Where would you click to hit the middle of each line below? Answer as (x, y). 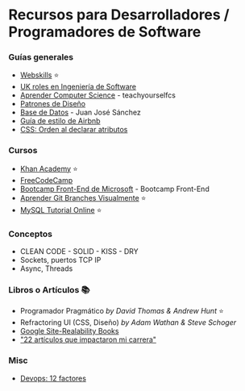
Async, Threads (46, 268)
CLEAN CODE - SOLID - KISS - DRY (79, 252)
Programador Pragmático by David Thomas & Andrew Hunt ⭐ (122, 311)
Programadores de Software (105, 32)
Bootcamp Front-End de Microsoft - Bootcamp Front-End (114, 189)
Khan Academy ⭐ (49, 168)
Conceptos (31, 234)
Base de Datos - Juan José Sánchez (80, 112)
